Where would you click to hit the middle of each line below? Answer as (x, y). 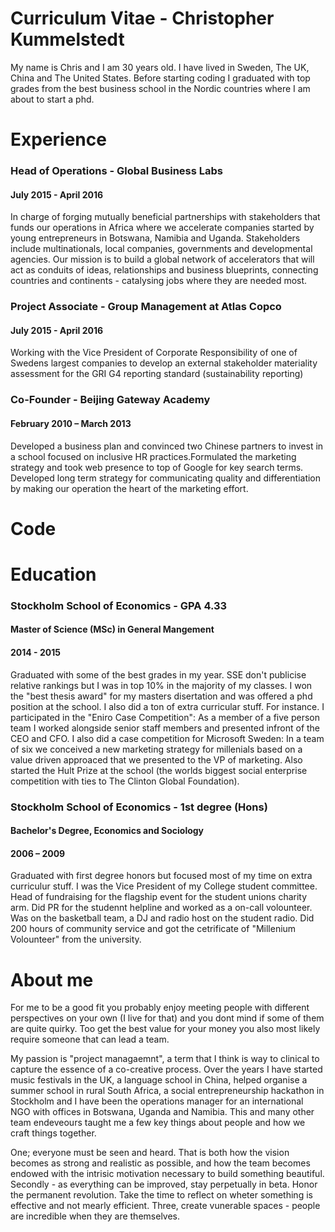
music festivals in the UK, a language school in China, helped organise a (159, 1080)
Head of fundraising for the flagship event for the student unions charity (159, 897)
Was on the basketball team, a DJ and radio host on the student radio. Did (162, 918)
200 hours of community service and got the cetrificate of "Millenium (153, 929)
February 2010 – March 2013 (71, 423)
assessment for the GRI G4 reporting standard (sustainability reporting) (157, 374)
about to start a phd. (52, 99)
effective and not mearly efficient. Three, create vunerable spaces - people (165, 1206)
